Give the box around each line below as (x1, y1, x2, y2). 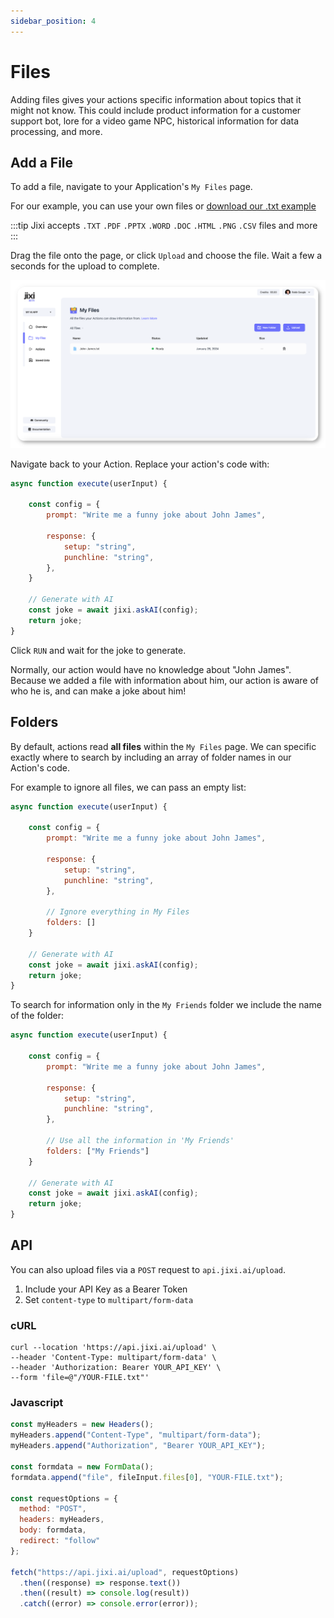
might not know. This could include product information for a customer (10, 104, 302, 116)
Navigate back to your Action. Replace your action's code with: (10, 458, 270, 470)
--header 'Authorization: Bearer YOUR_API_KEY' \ (10, 1363, 222, 1373)
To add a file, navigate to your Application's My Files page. (10, 181, 253, 193)
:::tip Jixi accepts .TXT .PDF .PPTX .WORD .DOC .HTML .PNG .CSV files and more (10, 220, 318, 232)
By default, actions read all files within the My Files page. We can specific (10, 740, 317, 752)
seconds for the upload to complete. (10, 260, 160, 272)
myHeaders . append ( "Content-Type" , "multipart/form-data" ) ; (10, 1430, 262, 1440)
